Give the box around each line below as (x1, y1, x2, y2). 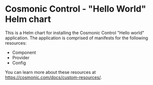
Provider (12, 54, 30, 60)
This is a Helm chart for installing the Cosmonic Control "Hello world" (5, 30, 144, 35)
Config (12, 60, 26, 66)
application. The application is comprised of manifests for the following (5, 35, 148, 41)
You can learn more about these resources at (5, 69, 96, 75)
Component (12, 50, 36, 55)
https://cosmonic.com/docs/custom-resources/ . (5, 74, 102, 80)
